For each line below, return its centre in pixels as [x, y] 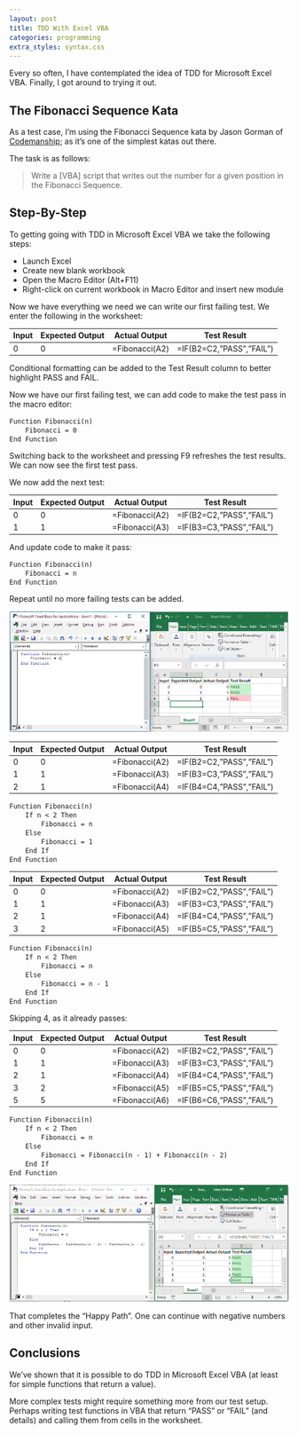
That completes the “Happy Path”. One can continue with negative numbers [147, 1316]
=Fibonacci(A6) [141, 1099]
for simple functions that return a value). [83, 1383]
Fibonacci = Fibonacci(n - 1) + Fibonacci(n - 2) [134, 1155]
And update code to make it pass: [71, 547]
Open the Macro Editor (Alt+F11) [80, 280]
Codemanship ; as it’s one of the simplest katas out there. [113, 141]
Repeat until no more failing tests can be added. [97, 598]
